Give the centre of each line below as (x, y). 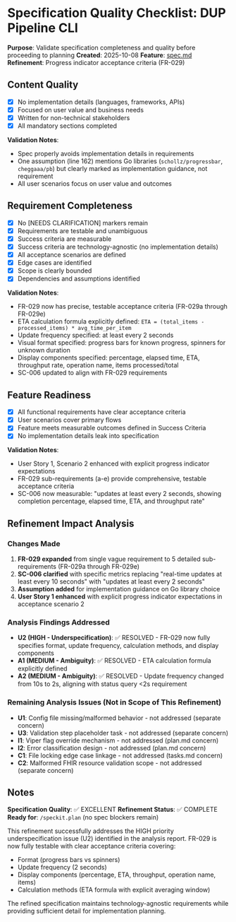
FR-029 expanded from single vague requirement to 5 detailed (109, 559)
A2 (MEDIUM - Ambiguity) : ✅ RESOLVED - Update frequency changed (120, 676)
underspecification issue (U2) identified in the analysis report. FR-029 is (112, 839)
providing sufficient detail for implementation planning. (87, 911)
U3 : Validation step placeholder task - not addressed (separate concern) (123, 733)
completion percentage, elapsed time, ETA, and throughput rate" (111, 501)
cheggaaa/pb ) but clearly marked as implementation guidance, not (112, 169)
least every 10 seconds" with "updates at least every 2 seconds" (111, 581)
